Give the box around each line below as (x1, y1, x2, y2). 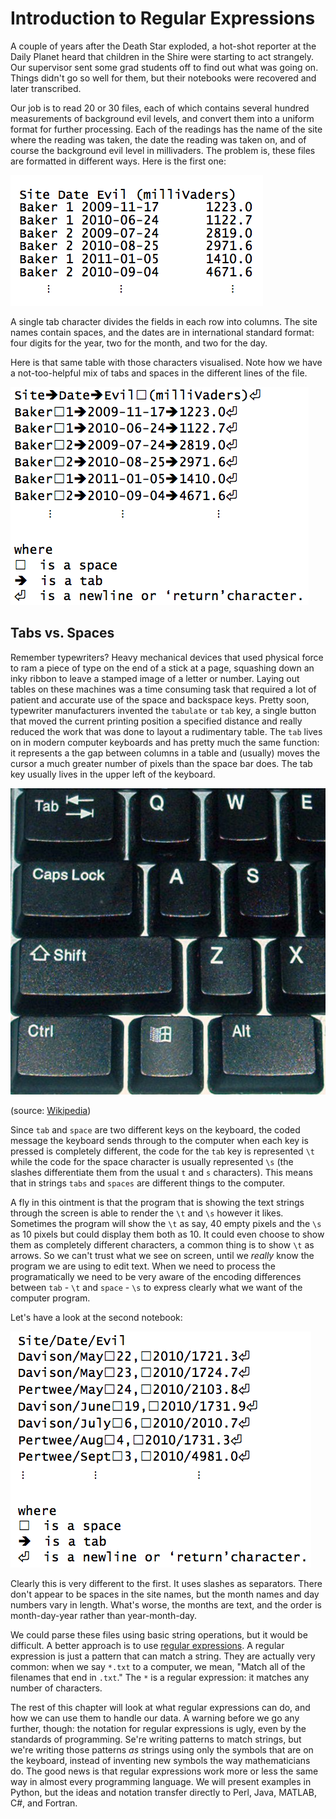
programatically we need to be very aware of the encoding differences (10, 1270, 302, 1282)
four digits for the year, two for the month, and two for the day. (10, 337, 268, 349)
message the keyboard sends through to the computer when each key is (10, 1134, 309, 1146)
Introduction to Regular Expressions (10, 7, 316, 30)
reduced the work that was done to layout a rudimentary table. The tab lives (10, 725, 323, 737)
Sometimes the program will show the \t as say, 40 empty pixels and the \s (10, 1217, 322, 1229)
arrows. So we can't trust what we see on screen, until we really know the (10, 1249, 315, 1261)
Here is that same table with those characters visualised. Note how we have (10, 356, 323, 368)
